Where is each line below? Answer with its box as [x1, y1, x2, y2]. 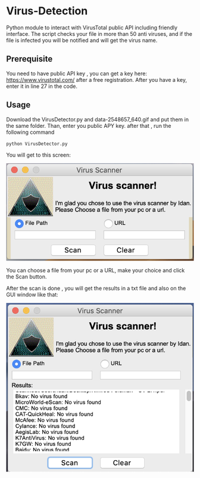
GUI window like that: [6, 291, 58, 298]
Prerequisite [6, 54, 53, 64]
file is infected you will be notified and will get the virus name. [6, 36, 158, 44]
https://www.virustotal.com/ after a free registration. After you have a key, [6, 76, 187, 83]
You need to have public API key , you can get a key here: [6, 70, 148, 77]
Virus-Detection [6, 4, 88, 18]
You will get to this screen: [6, 151, 71, 158]
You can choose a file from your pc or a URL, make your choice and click [6, 267, 185, 274]
